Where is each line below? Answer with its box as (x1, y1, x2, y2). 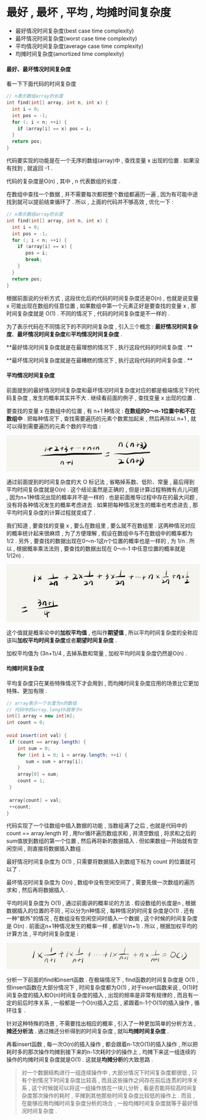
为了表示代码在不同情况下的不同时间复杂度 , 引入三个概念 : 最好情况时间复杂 (6, 323, 198, 330)
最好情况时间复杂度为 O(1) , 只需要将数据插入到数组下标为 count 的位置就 (6, 858, 191, 865)
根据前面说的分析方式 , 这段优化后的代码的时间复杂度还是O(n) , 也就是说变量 (6, 294, 199, 301)
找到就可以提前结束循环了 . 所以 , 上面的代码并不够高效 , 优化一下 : (6, 198, 174, 206)
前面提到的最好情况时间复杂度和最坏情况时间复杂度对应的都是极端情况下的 (6, 386, 194, 393)
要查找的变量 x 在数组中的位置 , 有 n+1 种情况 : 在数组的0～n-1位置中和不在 (6, 407, 196, 414)
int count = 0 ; (6, 719, 45, 726)
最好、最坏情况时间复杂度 (6, 65, 71, 72)
